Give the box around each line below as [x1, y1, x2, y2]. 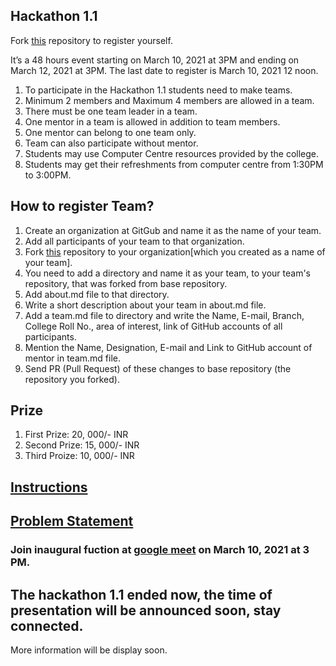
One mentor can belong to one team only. [24, 126, 197, 138]
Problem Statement [10, 513, 134, 530]
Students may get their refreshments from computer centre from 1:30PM [24, 158, 324, 170]
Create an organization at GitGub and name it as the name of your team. [24, 224, 322, 236]
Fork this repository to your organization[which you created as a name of [24, 245, 326, 258]
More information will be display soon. [10, 644, 168, 656]
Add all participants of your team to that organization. [24, 235, 245, 247]
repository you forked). [24, 373, 120, 385]
